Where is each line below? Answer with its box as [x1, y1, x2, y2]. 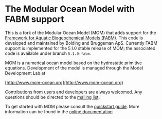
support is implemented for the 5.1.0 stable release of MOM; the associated [5, 45, 156, 51]
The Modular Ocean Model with [5, 3, 135, 15]
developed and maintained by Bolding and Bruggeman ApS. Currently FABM [5, 40, 158, 46]
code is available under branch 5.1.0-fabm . [5, 50, 91, 56]
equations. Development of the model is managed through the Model [5, 65, 144, 71]
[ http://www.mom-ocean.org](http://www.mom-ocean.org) [5, 79, 123, 85]
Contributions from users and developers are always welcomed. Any [5, 89, 143, 95]
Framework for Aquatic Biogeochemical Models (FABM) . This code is [5, 35, 144, 41]
